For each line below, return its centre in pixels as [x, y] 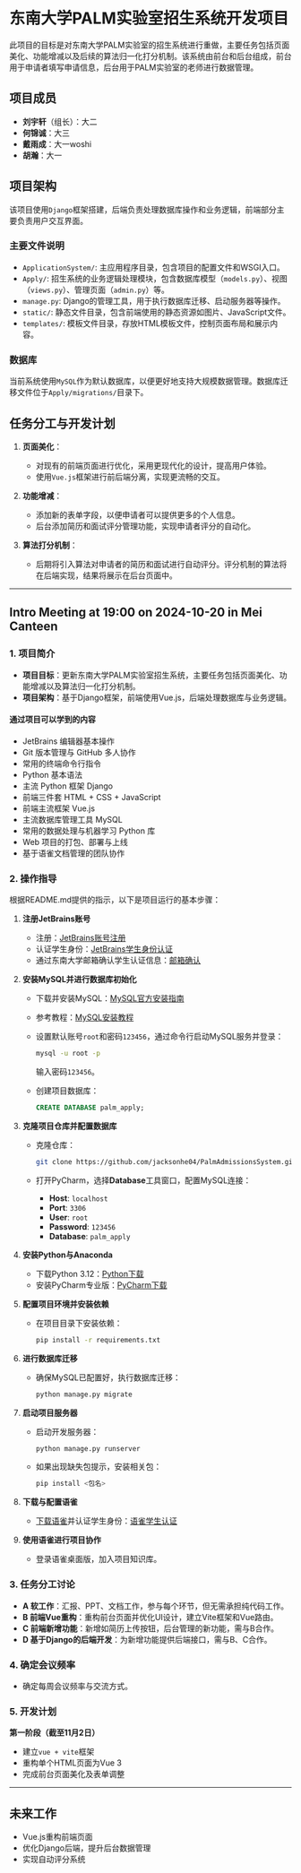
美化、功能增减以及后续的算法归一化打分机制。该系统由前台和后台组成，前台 [150, 56]
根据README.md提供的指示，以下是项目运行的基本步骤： [115, 900]
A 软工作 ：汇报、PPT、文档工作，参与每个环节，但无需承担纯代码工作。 [155, 1606]
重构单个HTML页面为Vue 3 [72, 1763]
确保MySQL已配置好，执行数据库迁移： [108, 1377]
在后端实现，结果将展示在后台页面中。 [106, 575]
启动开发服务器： [67, 1431]
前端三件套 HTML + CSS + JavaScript [91, 797]
